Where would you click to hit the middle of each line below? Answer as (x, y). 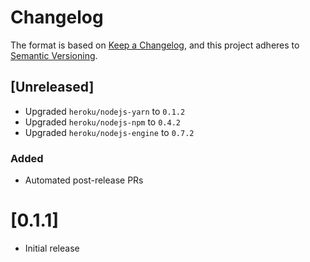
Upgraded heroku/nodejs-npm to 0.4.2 (102, 122)
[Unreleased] (52, 87)
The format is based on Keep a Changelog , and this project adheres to (155, 45)
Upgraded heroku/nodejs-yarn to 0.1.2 (105, 111)
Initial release (52, 248)
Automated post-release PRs (84, 180)
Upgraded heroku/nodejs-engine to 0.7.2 (109, 132)
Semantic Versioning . (54, 55)
